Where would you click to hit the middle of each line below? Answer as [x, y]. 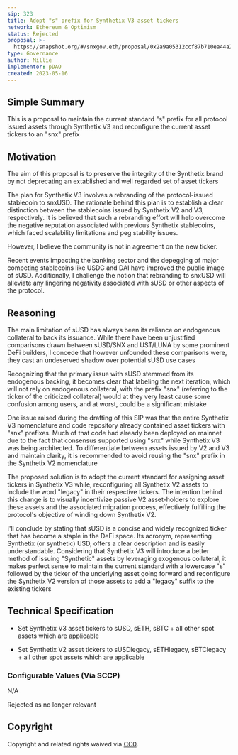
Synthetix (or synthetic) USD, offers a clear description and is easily [106, 543]
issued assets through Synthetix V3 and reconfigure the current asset [109, 127]
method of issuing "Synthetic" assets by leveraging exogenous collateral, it [117, 558]
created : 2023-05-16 [38, 73]
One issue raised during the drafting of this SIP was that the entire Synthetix [118, 418]
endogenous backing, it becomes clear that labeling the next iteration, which [119, 381]
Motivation [32, 157]
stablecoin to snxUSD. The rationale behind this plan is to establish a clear [115, 202]
